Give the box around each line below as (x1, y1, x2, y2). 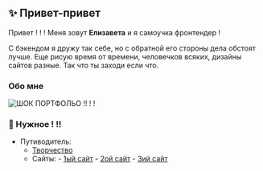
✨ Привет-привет (8, 6, 101, 20)
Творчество (31, 145, 73, 155)
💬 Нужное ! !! (8, 119, 62, 130)
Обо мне (8, 80, 44, 92)
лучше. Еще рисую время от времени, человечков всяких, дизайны (8, 51, 242, 61)
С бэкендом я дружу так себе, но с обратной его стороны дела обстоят (8, 43, 256, 53)
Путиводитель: (19, 136, 72, 147)
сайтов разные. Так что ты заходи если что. (8, 60, 159, 70)
